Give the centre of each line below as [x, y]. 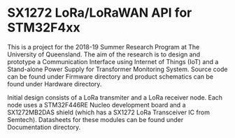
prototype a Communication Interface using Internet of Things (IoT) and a [113, 61]
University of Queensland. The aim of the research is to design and [104, 54]
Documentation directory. [44, 127]
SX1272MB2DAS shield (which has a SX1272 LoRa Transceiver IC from [108, 112]
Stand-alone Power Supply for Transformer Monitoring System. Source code [117, 69]
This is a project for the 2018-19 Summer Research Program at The [104, 47]
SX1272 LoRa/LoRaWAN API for [100, 13]
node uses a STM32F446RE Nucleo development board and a [97, 105]
